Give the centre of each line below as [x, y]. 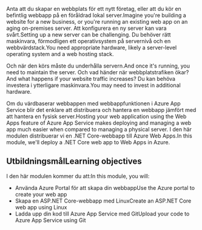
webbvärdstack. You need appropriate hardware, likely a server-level [92, 47]
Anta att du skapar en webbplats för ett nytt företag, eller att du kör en [94, 9]
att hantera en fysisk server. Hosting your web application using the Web [96, 116]
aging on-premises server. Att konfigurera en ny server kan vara [86, 28]
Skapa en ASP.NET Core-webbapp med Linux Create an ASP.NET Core [103, 201]
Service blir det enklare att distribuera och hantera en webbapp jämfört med [101, 110]
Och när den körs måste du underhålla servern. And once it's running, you [98, 66]
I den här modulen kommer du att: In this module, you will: [78, 176]
